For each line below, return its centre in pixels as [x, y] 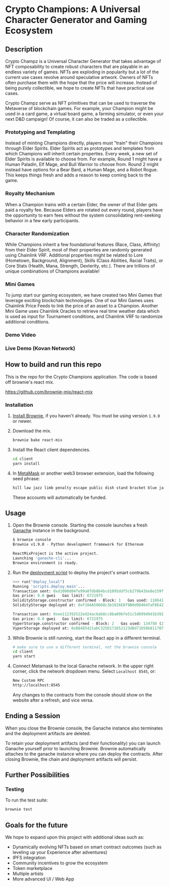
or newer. [22, 421]
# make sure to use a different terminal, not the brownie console [84, 647]
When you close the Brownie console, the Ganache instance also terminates [84, 728]
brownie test [19, 810]
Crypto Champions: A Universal [73, 9]
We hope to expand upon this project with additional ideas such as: [75, 837]
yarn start [24, 656]
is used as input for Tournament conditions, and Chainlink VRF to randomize [84, 317]
